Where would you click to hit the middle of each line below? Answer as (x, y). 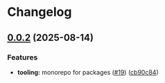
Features (23, 57)
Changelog (40, 12)
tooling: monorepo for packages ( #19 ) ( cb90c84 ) (88, 72)
